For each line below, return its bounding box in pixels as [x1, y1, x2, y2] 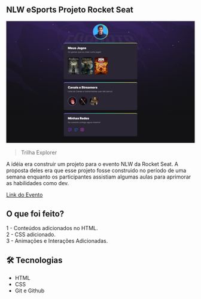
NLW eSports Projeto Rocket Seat [6, 5, 133, 15]
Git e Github [14, 287, 45, 294]
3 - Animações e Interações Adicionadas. [6, 237, 108, 244]
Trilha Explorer [20, 149, 57, 156]
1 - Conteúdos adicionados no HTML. [6, 224, 98, 231]
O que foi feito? [6, 209, 65, 219]
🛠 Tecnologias [6, 255, 63, 265]
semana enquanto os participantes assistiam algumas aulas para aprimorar [6, 173, 191, 180]
